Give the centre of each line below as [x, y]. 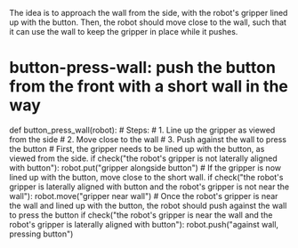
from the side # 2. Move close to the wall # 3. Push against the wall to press [148, 139]
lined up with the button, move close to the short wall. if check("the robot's [146, 177]
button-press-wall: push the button [142, 68]
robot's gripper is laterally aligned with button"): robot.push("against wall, [144, 224]
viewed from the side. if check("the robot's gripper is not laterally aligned [143, 158]
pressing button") [41, 234]
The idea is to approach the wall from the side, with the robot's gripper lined [149, 13]
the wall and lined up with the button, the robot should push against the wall [148, 205]
